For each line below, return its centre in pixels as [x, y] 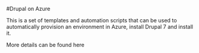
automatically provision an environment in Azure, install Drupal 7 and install [100, 27]
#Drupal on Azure [28, 9]
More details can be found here [45, 45]
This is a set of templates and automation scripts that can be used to [92, 20]
